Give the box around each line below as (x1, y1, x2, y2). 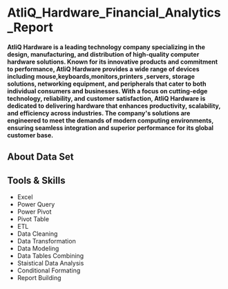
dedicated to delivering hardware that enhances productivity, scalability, (7, 102, 221, 110)
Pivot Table (17, 214, 50, 223)
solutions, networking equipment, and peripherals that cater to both (7, 80, 207, 88)
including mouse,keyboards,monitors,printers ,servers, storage (7, 72, 195, 80)
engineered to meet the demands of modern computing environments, (7, 116, 214, 124)
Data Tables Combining (17, 251, 84, 260)
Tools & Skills (7, 174, 66, 186)
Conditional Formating (17, 266, 81, 274)
